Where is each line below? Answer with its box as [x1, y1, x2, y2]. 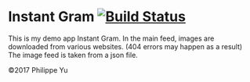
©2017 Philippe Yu [8, 65, 68, 74]
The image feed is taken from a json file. [8, 50, 139, 59]
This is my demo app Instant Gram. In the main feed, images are [8, 34, 215, 43]
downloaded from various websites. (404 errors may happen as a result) [8, 41, 243, 51]
